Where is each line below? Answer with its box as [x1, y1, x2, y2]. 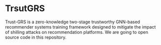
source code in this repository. [5, 34, 67, 40]
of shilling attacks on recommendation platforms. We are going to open [5, 29, 148, 35]
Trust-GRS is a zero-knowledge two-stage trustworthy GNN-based [5, 19, 140, 25]
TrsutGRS [5, 3, 45, 14]
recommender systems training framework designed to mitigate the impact [5, 24, 156, 30]
